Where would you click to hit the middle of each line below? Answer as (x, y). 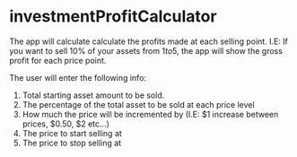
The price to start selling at (72, 133)
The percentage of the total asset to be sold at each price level (138, 104)
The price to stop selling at (72, 143)
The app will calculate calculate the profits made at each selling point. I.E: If (149, 41)
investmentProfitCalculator (113, 17)
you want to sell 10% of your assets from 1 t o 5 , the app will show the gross (146, 50)
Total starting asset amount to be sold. (93, 95)
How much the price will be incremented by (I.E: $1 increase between (150, 114)
